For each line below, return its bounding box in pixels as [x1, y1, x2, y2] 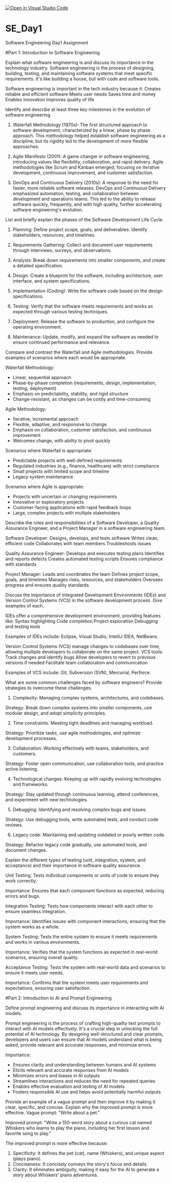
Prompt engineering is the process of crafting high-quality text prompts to [5, 1020, 161, 1026]
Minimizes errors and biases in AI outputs [12, 1072, 101, 1078]
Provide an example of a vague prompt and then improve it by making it [5, 1099, 156, 1105]
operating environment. [12, 323, 62, 330]
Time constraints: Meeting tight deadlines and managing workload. [12, 720, 154, 726]
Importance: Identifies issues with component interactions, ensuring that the [5, 918, 166, 924]
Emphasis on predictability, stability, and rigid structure [12, 390, 129, 397]
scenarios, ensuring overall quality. [5, 954, 79, 960]
